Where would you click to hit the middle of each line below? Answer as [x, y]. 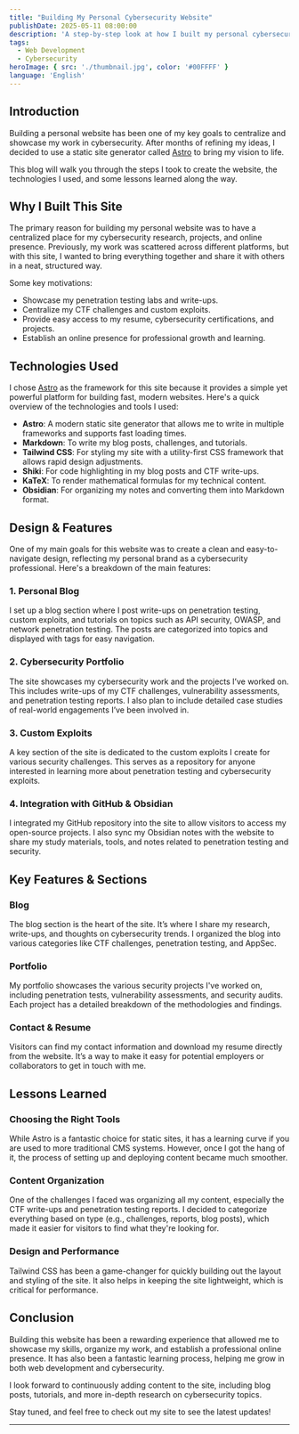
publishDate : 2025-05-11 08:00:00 [73, 26]
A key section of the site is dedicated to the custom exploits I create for [140, 752]
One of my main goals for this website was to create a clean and [127, 549]
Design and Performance [65, 1251]
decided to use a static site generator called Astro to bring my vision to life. [147, 151]
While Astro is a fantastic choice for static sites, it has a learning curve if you [149, 1139]
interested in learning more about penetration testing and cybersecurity [140, 770]
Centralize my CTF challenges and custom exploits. [116, 310]
